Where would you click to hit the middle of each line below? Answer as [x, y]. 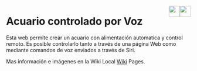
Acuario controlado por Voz [74, 21]
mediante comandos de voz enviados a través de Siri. [71, 50]
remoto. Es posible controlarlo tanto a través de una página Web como [91, 43]
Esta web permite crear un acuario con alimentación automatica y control [94, 38]
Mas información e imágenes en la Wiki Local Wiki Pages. [76, 61]
